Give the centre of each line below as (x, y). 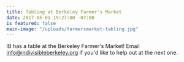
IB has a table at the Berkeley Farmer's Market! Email (73, 46)
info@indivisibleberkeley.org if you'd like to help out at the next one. (92, 53)
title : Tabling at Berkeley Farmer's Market (64, 12)
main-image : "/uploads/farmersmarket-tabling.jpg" (72, 29)
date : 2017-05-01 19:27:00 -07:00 (51, 18)
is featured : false (31, 23)
